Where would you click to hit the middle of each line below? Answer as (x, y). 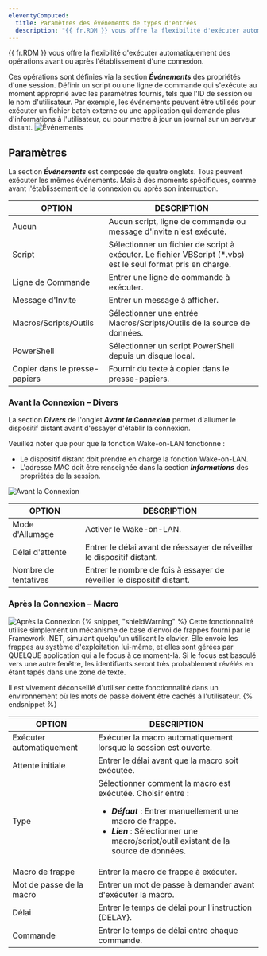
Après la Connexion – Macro (64, 604)
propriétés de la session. (60, 476)
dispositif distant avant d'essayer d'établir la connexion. (99, 428)
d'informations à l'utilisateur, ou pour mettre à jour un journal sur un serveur (132, 119)
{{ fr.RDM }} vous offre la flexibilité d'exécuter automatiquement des (120, 53)
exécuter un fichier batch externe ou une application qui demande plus (124, 111)
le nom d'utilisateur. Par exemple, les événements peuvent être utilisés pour (132, 102)
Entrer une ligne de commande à (169, 278)
